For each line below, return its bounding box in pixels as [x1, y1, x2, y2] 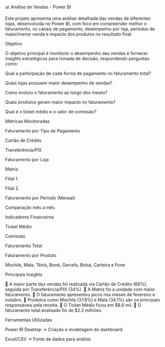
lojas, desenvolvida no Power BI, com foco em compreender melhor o [5, 21, 147, 26]
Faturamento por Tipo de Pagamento [5, 128, 81, 133]
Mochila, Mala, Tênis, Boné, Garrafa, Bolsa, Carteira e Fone [5, 262, 125, 268]
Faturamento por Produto [5, 253, 57, 258]
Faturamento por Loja [5, 157, 49, 162]
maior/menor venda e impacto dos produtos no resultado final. [5, 31, 132, 37]
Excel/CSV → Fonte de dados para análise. [5, 336, 92, 342]
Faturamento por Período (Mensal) [5, 195, 76, 201]
